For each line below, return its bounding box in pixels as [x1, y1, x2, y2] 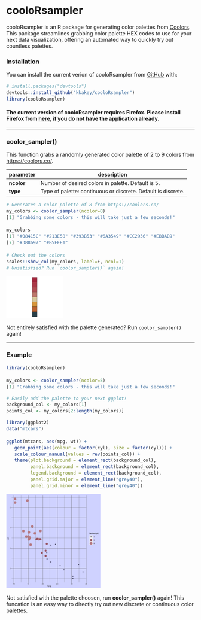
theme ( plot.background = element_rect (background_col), [14, 457, 157, 464]
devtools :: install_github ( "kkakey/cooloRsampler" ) [6, 90, 135, 96]
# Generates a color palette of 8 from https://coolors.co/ [6, 202, 160, 208]
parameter [8, 171, 36, 178]
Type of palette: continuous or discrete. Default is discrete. [40, 188, 185, 195]
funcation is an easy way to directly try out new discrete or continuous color [6, 600, 194, 607]
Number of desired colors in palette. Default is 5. [40, 180, 160, 187]
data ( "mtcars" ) [6, 426, 44, 432]
